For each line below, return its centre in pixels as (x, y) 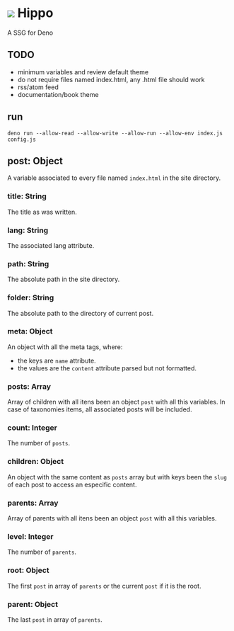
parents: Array (33, 503)
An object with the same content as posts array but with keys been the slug (117, 477)
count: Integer (33, 428)
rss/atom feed (38, 87)
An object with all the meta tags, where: (65, 347)
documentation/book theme (58, 94)
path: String (28, 263)
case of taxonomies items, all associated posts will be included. (100, 409)
